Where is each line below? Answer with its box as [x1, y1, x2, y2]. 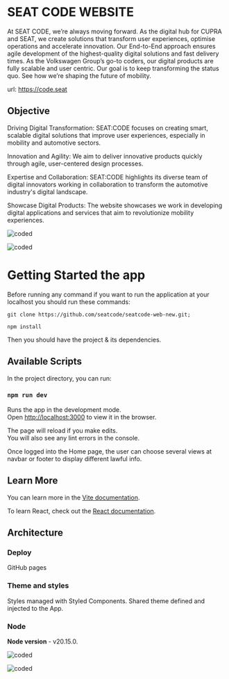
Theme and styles [7, 581, 69, 591]
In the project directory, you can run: [7, 374, 112, 383]
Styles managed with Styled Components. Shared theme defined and [7, 596, 205, 605]
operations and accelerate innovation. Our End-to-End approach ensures [7, 42, 217, 50]
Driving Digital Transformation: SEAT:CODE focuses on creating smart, [7, 123, 208, 132]
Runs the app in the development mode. [7, 405, 121, 414]
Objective [7, 105, 51, 117]
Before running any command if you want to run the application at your [7, 290, 210, 298]
